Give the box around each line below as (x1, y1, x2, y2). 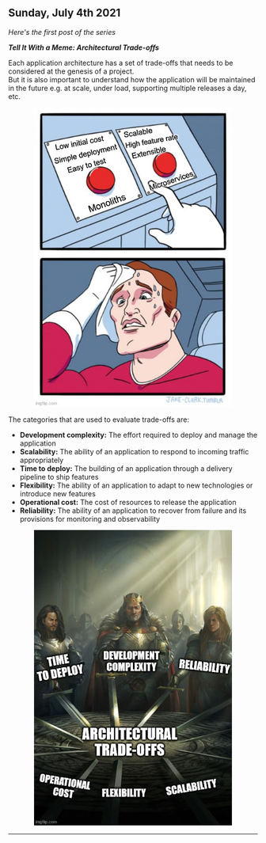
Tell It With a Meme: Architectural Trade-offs (8, 43, 160, 52)
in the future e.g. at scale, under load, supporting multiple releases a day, (8, 83, 247, 93)
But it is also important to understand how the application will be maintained (8, 74, 256, 84)
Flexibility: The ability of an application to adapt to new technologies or (19, 480, 253, 490)
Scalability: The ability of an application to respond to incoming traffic (19, 446, 249, 456)
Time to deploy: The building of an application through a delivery (19, 463, 233, 473)
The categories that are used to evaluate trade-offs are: (8, 415, 190, 424)
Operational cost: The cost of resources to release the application (19, 497, 237, 507)
